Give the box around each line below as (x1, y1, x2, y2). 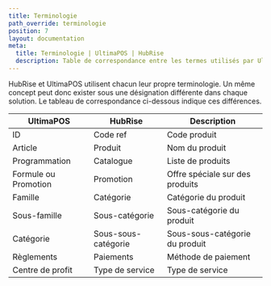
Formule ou (12, 168, 56, 179)
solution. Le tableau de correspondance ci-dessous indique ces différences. (8, 96, 262, 106)
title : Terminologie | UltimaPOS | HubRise (15, 49, 164, 57)
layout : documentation (8, 34, 85, 43)
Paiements (94, 251, 134, 263)
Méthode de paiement (166, 251, 251, 263)
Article (12, 142, 38, 154)
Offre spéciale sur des (166, 168, 252, 179)
